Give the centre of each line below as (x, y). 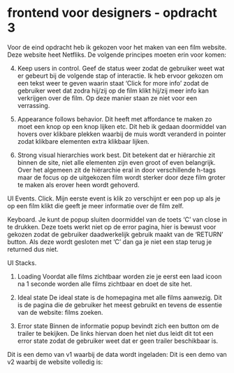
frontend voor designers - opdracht (112, 13)
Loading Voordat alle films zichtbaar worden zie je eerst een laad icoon (119, 276)
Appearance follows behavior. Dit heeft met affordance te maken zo (115, 119)
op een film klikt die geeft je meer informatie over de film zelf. (95, 205)
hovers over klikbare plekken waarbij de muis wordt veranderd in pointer (122, 134)
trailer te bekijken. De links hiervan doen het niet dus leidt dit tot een (116, 333)
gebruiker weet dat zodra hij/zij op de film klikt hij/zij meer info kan (113, 90)
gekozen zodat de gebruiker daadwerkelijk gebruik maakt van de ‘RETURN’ (115, 234)
